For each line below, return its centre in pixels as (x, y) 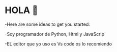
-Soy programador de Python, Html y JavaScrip (55, 34)
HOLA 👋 (22, 10)
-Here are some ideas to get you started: (47, 24)
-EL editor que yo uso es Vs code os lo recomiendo (58, 44)
